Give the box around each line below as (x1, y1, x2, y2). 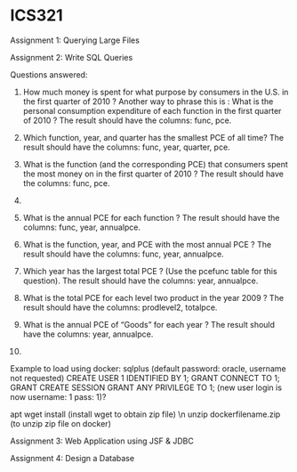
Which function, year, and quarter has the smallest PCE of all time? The (22, 132, 284, 142)
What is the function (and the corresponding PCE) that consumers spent (22, 159, 288, 169)
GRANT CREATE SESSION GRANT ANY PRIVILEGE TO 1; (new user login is (10, 382, 283, 393)
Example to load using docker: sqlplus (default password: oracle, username (10, 362, 287, 374)
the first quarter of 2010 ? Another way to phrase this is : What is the (22, 95, 274, 107)
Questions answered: (10, 69, 88, 80)
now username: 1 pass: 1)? (10, 391, 107, 402)
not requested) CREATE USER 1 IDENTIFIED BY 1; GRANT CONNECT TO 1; (10, 372, 280, 383)
